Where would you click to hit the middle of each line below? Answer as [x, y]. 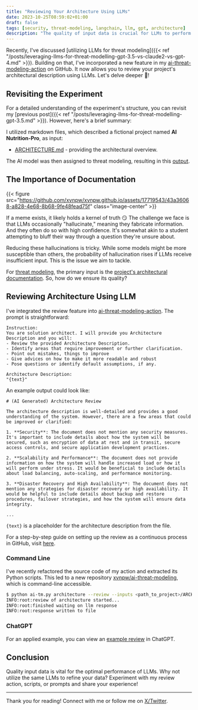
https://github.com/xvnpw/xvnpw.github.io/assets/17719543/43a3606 [105, 200]
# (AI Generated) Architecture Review [54, 401]
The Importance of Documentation [71, 179]
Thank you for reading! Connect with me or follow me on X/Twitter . [87, 701]
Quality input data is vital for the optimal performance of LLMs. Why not [93, 672]
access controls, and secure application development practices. [88, 448]
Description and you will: [39, 338]
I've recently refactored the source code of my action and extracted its [92, 571]
